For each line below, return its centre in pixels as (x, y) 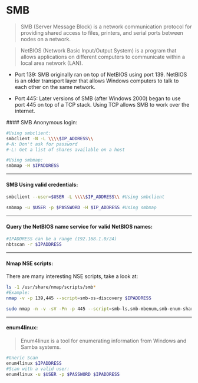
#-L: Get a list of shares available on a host (66, 150)
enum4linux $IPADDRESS (34, 363)
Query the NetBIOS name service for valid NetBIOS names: (80, 226)
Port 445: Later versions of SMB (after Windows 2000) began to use (98, 98)
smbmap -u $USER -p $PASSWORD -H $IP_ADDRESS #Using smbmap (82, 208)
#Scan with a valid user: (38, 369)
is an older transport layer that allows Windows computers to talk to (97, 81)
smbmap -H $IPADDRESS (33, 166)
